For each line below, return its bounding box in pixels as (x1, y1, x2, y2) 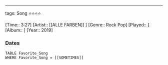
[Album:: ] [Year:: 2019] (5, 27, 53, 33)
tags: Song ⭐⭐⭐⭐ (5, 10, 41, 16)
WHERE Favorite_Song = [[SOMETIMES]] (5, 55, 84, 60)
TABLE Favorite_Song (5, 51, 48, 56)
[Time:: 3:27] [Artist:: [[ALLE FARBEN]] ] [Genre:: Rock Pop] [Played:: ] (5, 22, 149, 27)
